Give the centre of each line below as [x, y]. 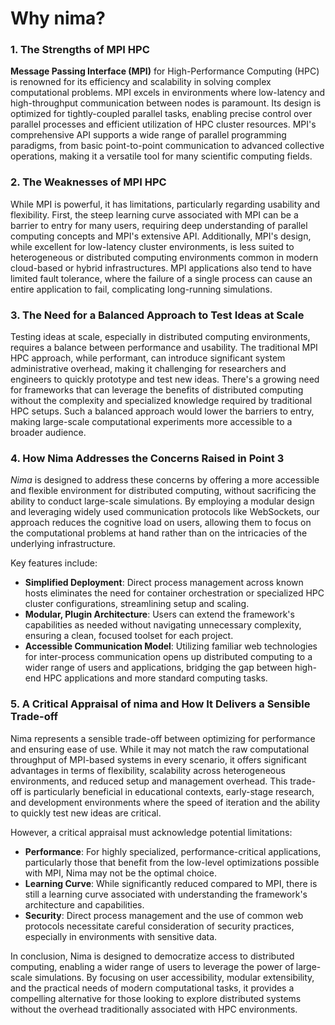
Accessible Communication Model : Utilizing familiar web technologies [171, 646]
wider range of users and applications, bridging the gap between [158, 668]
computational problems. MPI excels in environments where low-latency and [168, 93]
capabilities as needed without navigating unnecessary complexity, [163, 625]
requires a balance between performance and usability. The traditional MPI [164, 348]
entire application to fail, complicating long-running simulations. [141, 289]
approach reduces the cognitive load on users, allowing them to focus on [161, 523]
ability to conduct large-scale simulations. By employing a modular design [162, 501]
